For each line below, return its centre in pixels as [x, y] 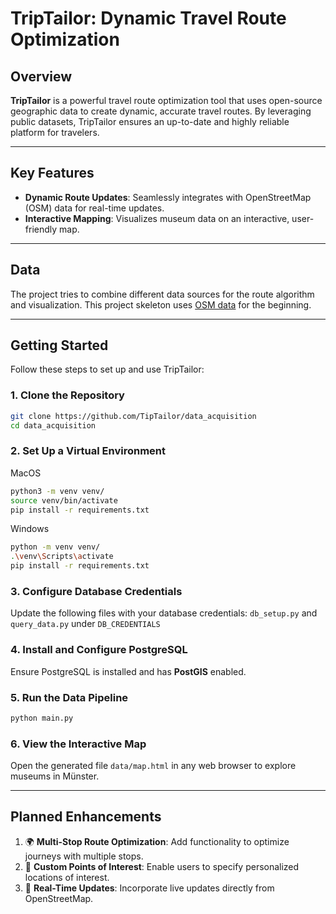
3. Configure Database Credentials [96, 591]
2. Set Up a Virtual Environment [88, 451]
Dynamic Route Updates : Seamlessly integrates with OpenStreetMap [168, 197]
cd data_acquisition [53, 425]
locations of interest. [67, 877]
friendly [41, 229]
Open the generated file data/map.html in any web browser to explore [153, 766]
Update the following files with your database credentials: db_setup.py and [164, 613]
